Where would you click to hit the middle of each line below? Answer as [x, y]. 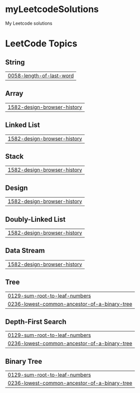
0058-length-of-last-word [41, 76]
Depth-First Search [36, 322]
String [15, 62]
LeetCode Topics [41, 44]
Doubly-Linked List [35, 219]
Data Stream [25, 251]
